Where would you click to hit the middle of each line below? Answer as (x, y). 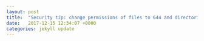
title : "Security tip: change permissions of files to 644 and (89, 17)
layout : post (23, 12)
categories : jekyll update (40, 29)
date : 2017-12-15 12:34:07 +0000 (51, 23)
